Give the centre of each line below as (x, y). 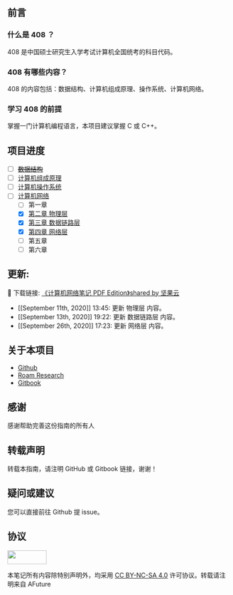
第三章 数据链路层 (54, 222)
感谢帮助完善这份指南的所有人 (51, 425)
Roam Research (41, 376)
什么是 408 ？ (31, 35)
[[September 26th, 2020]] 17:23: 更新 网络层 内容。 (92, 326)
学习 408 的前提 (35, 109)
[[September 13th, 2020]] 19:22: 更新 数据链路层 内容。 (98, 316)
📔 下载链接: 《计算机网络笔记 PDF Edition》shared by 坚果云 (93, 293)
